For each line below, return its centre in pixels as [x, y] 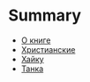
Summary [45, 16]
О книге [36, 40]
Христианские [48, 49]
